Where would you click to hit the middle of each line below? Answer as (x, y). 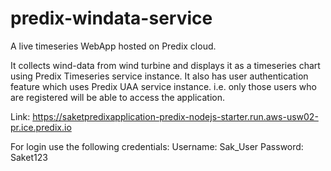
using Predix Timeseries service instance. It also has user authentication (159, 76)
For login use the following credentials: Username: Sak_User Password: (157, 146)
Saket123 (29, 157)
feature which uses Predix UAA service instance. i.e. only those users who (163, 86)
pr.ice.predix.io (41, 127)
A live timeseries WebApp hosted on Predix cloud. (113, 46)
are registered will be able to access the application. (117, 97)
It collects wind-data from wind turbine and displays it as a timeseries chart (165, 65)
